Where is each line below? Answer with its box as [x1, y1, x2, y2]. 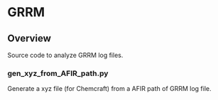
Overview [7, 32, 52, 44]
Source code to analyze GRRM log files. [7, 51, 124, 59]
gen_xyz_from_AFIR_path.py [7, 68, 109, 78]
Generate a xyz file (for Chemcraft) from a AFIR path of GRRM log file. [7, 85, 212, 93]
